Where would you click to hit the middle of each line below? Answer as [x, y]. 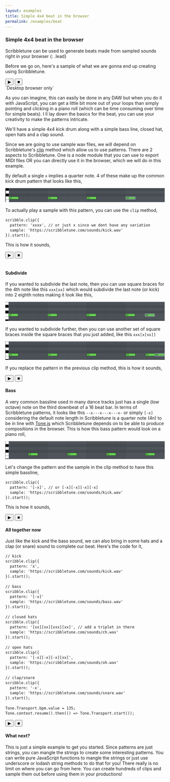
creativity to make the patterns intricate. [47, 119]
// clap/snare [20, 678]
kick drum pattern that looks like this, [44, 181]
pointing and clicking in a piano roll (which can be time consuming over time [84, 108]
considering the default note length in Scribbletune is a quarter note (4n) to [83, 418]
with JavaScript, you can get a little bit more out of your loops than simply [82, 103]
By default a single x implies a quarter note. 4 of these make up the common [85, 175]
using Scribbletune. [26, 71]
